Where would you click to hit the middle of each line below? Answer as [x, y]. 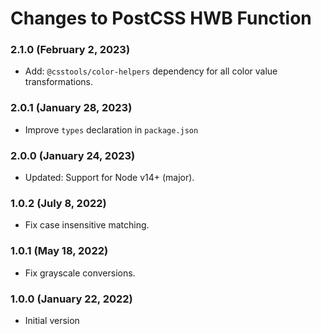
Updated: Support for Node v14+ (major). [109, 178]
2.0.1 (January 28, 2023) [71, 108]
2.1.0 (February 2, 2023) [70, 50]
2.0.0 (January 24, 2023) [73, 155]
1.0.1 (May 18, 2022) [59, 251]
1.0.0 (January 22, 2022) [71, 299]
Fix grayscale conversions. [80, 273]
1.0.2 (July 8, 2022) [58, 203]
